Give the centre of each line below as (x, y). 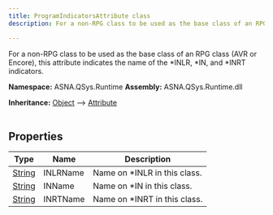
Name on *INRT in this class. (148, 200)
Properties (36, 136)
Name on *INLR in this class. (147, 173)
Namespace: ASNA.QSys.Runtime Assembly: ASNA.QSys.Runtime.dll (126, 87)
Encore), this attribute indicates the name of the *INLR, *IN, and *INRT (127, 62)
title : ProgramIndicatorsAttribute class (80, 16)
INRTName (64, 200)
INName (59, 186)
